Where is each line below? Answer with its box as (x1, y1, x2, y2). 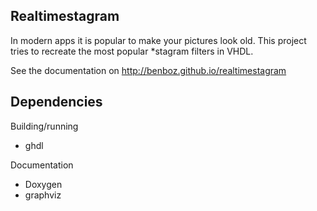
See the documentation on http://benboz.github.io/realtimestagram (10, 64, 287, 76)
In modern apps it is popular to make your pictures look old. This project (10, 34, 307, 46)
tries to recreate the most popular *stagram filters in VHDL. (10, 45, 254, 57)
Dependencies (10, 94, 103, 111)
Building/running (10, 120, 79, 132)
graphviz (24, 189, 62, 201)
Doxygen (24, 178, 63, 190)
